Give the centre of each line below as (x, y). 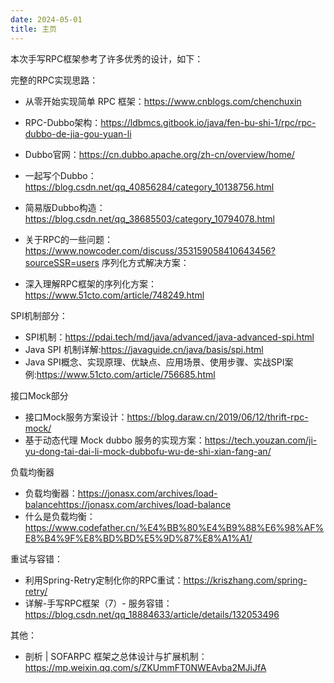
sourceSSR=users (62, 262)
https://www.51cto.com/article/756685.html (126, 374)
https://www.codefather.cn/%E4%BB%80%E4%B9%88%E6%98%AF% (174, 527)
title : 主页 (33, 29)
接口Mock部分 (39, 395)
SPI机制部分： (39, 315)
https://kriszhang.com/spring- (245, 580)
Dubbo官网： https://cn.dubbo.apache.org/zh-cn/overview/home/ (159, 154)
